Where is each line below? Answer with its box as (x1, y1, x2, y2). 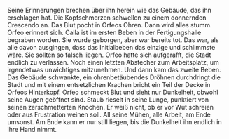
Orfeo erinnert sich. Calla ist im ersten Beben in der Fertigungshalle (7, 28, 202, 37)
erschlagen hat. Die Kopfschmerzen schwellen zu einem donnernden (7, 13, 207, 22)
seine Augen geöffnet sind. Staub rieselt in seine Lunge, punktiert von (7, 95, 209, 104)
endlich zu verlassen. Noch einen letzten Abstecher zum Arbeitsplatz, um (7, 58, 219, 66)
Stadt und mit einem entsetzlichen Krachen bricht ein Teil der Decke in (7, 81, 211, 88)
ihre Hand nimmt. (7, 126, 57, 133)
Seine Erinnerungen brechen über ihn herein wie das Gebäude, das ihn (7, 6, 211, 14)
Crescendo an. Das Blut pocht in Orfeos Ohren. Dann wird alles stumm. (7, 21, 212, 29)
